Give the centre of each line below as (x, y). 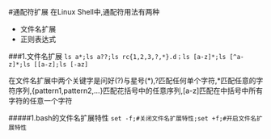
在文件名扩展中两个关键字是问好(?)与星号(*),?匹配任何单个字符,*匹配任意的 (132, 80)
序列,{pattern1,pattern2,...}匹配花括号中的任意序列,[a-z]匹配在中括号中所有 (139, 91)
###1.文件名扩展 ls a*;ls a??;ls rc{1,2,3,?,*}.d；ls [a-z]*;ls (117, 56)
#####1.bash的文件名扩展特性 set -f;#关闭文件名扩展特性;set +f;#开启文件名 (133, 118)
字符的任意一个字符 (40, 101)
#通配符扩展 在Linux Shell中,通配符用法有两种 (84, 12)
